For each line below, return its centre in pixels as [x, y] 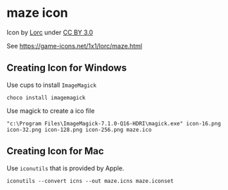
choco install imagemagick [46, 97]
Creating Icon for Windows [67, 68]
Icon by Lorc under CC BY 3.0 [50, 32]
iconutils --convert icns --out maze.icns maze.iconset [90, 181]
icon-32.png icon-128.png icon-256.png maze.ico [79, 130]
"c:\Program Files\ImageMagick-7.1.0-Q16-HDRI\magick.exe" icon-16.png [114, 123]
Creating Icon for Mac [55, 151]
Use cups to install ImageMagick [51, 85]
